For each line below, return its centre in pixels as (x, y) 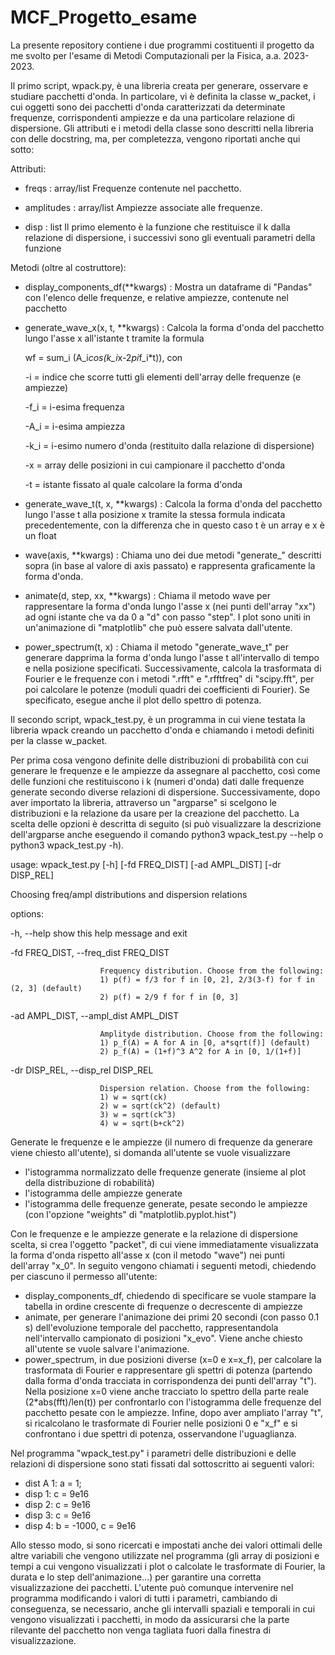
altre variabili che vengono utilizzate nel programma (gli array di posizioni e (165, 1555)
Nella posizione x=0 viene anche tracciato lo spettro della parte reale (167, 1391)
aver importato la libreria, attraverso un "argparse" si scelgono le (144, 802)
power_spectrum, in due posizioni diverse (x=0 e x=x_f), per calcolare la (173, 1359)
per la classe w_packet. (59, 740)
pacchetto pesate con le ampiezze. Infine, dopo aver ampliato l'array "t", (174, 1412)
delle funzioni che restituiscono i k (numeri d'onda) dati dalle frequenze (157, 781)
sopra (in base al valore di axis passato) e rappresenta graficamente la (170, 565)
